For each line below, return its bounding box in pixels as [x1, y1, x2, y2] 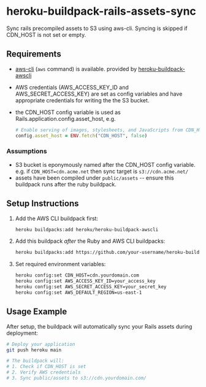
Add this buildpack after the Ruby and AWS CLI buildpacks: [15, 237, 166, 245]
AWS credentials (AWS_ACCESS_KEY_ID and [15, 83, 129, 91]
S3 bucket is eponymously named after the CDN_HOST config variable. [15, 161, 196, 168]
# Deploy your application [6, 341, 75, 347]
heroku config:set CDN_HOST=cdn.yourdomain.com [15, 272, 139, 278]
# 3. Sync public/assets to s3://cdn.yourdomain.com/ [6, 375, 147, 381]
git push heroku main [6, 347, 62, 353]
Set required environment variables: [15, 261, 106, 268]
